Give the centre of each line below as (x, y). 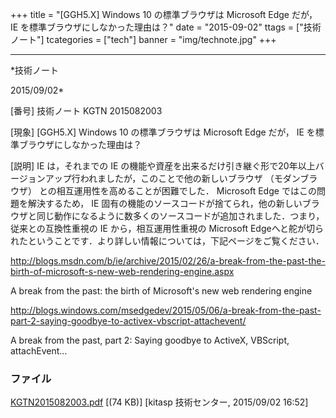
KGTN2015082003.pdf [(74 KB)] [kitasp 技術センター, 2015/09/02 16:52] (159, 402)
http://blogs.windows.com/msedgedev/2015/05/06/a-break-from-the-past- (166, 310)
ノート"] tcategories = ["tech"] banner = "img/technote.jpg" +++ (143, 39)
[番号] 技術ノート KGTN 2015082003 (86, 111)
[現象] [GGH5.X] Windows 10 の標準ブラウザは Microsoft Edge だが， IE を (163, 132)
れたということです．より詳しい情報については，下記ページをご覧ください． (167, 241)
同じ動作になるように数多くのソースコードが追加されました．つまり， (180, 216)
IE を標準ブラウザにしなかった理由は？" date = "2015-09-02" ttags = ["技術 (166, 27)
